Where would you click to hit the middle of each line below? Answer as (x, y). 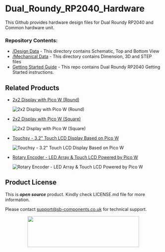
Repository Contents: (31, 40)
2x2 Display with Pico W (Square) (46, 119)
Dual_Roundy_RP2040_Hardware (75, 9)
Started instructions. (33, 72)
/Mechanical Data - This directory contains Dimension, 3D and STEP (82, 56)
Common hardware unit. (30, 27)
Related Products (32, 88)
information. (18, 200)
